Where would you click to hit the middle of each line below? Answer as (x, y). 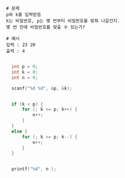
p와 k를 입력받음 (24, 15)
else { (19, 131)
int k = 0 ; (25, 72)
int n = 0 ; (25, 78)
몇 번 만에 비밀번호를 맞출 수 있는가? (46, 27)
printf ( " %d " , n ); (34, 169)
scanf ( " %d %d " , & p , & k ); (42, 88)
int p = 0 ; (25, 67)
